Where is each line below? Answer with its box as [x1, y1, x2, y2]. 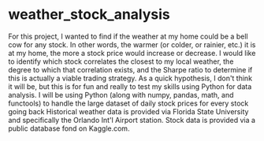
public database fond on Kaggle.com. [8, 124, 130, 133]
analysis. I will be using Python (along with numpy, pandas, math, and [8, 90, 234, 99]
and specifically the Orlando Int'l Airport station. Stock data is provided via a [8, 115, 256, 124]
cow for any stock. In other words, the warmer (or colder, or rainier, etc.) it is [8, 39, 256, 49]
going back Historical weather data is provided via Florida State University [8, 106, 249, 116]
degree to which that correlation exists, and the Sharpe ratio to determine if [8, 65, 253, 74]
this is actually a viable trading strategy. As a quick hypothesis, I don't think [8, 73, 253, 83]
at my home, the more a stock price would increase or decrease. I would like [8, 48, 256, 58]
